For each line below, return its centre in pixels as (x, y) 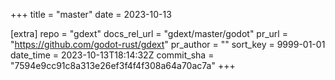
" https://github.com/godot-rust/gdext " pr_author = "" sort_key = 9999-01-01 (168, 44)
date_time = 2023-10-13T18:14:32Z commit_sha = (112, 55)
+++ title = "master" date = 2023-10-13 (91, 14)
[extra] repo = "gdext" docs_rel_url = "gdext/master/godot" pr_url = (149, 33)
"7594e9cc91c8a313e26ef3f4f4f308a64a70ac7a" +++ (123, 65)
